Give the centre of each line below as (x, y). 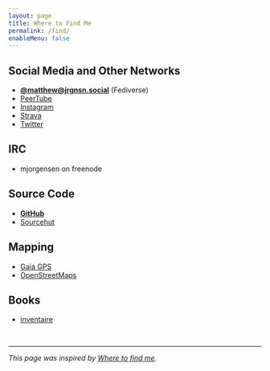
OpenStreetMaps (48, 275)
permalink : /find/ (39, 31)
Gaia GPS (36, 267)
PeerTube (36, 99)
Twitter (32, 124)
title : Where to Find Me (50, 23)
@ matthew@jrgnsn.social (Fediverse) (84, 90)
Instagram (37, 107)
